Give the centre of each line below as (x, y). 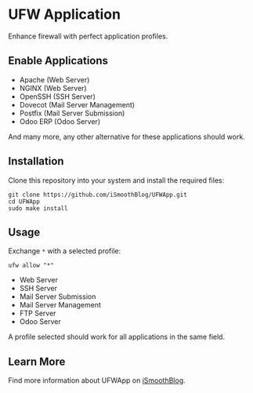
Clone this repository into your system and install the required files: (116, 180)
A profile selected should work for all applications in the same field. (117, 337)
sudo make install (38, 208)
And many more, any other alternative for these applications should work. (127, 136)
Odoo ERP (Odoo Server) (60, 121)
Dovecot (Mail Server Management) (77, 104)
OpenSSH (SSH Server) (57, 96)
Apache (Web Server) (54, 79)
